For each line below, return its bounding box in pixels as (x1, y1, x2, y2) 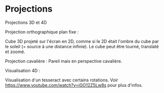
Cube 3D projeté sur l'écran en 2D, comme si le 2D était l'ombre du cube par (5, 38, 159, 44)
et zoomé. (5, 49, 25, 55)
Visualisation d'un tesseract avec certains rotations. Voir (5, 77, 119, 83)
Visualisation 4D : (5, 67, 41, 74)
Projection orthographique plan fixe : (5, 29, 79, 35)
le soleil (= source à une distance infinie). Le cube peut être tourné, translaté (5, 43, 159, 49)
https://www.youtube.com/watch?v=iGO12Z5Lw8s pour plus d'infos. (5, 82, 143, 88)
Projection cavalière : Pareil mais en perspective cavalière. (5, 58, 123, 64)
